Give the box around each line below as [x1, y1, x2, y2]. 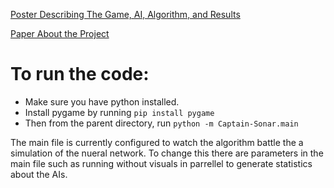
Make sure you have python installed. [24, 95, 180, 108]
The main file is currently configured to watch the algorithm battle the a [10, 136, 304, 148]
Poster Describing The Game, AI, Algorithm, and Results [10, 9, 241, 20]
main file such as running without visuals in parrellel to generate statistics [10, 157, 313, 169]
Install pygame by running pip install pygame [24, 106, 215, 118]
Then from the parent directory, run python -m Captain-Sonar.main [24, 117, 299, 129]
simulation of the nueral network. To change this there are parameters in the [10, 147, 324, 159]
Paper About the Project [10, 28, 110, 39]
